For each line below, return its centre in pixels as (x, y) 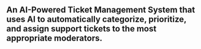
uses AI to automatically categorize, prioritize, (97, 20)
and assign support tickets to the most (82, 29)
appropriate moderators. (55, 38)
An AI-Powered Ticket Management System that (101, 10)
